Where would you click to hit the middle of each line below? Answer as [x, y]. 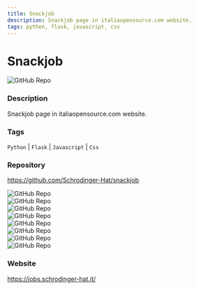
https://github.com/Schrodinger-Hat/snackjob [73, 180]
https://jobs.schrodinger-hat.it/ [52, 279]
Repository [26, 165]
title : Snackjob [31, 14]
